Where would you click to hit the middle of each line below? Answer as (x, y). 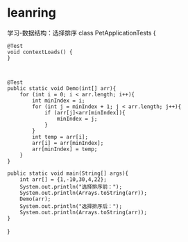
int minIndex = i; (59, 101)
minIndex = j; (77, 119)
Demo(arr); (35, 199)
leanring (32, 13)
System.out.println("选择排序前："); (71, 187)
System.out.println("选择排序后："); (71, 206)
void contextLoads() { (40, 52)
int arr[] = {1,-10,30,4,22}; (63, 179)
